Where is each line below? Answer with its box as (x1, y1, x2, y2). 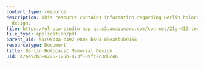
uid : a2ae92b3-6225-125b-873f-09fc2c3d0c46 (6, 53, 118, 59)
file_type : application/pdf (6, 31, 78, 37)
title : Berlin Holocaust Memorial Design (6, 48, 113, 54)
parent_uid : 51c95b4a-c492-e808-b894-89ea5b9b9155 (6, 37, 137, 43)
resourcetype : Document (6, 43, 67, 49)
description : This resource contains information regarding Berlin (6, 14, 181, 20)
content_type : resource (6, 8, 67, 15)
